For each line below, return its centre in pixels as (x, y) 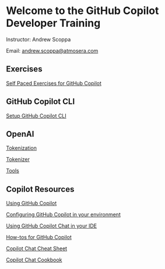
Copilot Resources (40, 189)
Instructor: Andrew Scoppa (38, 39)
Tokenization (21, 148)
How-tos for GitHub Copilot (39, 237)
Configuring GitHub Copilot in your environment (63, 215)
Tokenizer (18, 160)
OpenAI (20, 134)
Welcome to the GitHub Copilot (82, 11)
